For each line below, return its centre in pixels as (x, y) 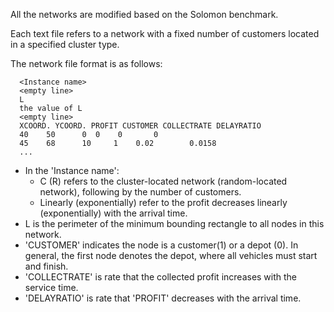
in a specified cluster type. (65, 44)
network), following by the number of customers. (140, 192)
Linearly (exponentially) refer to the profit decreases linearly (163, 202)
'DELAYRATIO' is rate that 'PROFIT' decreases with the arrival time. (163, 298)
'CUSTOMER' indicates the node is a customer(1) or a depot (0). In (161, 245)
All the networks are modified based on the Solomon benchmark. (144, 14)
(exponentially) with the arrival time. (113, 213)
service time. (51, 287)
